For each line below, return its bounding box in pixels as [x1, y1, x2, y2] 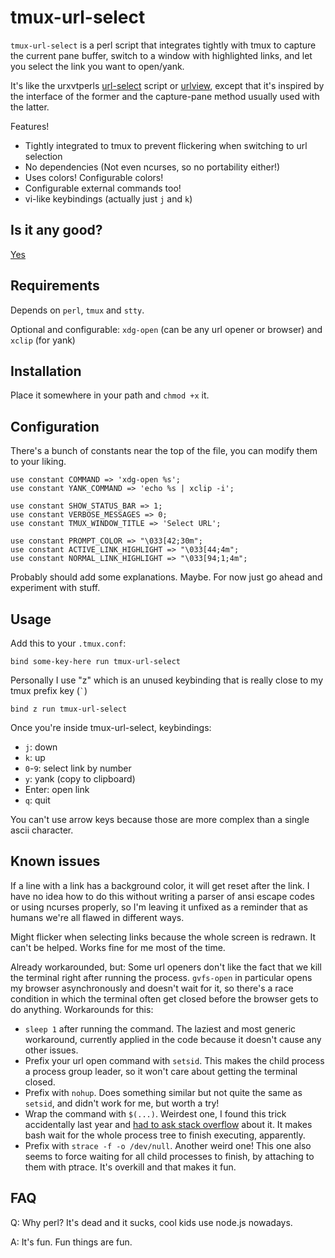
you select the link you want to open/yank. [10, 60, 185, 72]
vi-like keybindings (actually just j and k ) [24, 192, 193, 205]
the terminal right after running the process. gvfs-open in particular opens [10, 971, 313, 983]
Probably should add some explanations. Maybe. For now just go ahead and [10, 571, 323, 583]
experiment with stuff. [10, 582, 101, 594]
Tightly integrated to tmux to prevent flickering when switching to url [24, 139, 308, 151]
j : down [24, 741, 58, 753]
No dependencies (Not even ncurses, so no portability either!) [24, 161, 281, 173]
